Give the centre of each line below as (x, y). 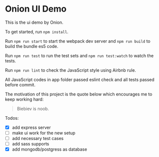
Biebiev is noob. (33, 109)
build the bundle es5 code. (32, 46)
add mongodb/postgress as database (49, 149)
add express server (31, 127)
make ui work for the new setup (44, 133)
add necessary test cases (38, 139)
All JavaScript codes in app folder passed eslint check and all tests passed (80, 79)
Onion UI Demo (36, 9)
